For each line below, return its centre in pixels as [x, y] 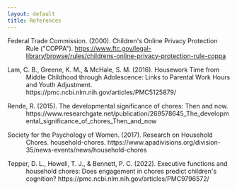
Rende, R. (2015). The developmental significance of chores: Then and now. [118, 106]
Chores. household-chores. [66, 142]
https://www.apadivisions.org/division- [164, 142]
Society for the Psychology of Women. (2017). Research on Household [110, 135]
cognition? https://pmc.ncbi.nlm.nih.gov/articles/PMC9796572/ [118, 179]
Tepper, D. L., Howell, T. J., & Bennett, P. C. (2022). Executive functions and [117, 163]
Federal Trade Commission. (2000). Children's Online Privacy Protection [112, 40]
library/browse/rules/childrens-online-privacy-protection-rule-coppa [126, 56]
